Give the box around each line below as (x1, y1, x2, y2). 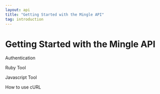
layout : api (5, 7, 30, 13)
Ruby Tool (5, 65, 26, 71)
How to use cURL (5, 84, 41, 90)
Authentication (5, 55, 36, 61)
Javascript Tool (5, 74, 37, 80)
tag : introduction (5, 17, 44, 22)
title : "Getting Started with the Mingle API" (5, 12, 104, 17)
